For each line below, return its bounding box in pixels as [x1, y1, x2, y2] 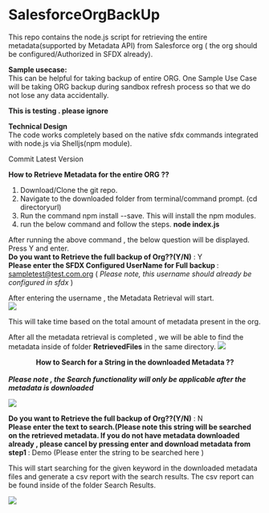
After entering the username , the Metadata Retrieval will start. [8, 293, 214, 303]
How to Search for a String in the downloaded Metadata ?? [35, 357, 234, 367]
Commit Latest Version [8, 154, 84, 164]
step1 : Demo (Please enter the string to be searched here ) [8, 447, 205, 457]
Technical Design [8, 121, 68, 131]
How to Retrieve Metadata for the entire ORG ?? [8, 169, 170, 179]
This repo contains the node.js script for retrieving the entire [8, 32, 208, 42]
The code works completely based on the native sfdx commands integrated [8, 130, 259, 140]
